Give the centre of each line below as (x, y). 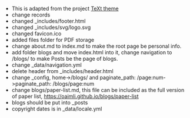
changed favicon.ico (36, 34)
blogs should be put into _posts (50, 102)
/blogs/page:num (74, 84)
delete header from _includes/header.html (62, 71)
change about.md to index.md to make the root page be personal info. (96, 46)
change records (31, 15)
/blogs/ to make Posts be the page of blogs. (65, 59)
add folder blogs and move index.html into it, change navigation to (92, 52)
